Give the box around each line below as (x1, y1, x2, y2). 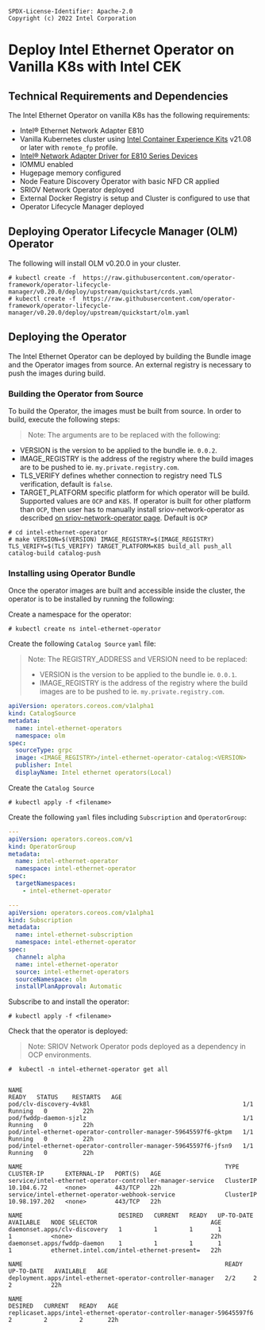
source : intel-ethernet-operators (15, 967, 129, 976)
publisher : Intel (15, 761, 73, 769)
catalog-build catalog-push (8, 549, 102, 557)
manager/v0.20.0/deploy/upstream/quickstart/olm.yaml (8, 309, 190, 317)
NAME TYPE (8, 1163, 240, 1171)
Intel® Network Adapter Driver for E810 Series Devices (19, 151, 198, 161)
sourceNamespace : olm (15, 975, 87, 983)
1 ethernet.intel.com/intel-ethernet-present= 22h (8, 1246, 222, 1254)
